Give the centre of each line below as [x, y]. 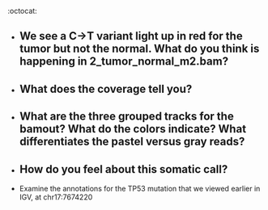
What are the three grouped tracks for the [126, 117]
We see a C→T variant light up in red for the [131, 36]
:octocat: [22, 11]
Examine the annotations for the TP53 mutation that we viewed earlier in [140, 188]
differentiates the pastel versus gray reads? [132, 142]
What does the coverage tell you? [106, 88]
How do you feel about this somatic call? [123, 169]
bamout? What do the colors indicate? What [133, 129]
